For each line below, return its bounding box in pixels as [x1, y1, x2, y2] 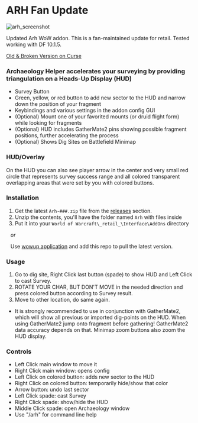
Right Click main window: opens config [14, 367, 110, 374]
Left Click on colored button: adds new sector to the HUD [14, 373, 155, 380]
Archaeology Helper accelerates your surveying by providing [6, 67, 186, 75]
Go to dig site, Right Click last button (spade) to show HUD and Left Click [14, 271, 193, 278]
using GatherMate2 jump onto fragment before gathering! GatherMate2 [14, 320, 189, 327]
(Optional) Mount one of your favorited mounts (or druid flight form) [14, 113, 180, 120]
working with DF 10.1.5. [6, 41, 62, 48]
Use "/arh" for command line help [14, 411, 97, 418]
